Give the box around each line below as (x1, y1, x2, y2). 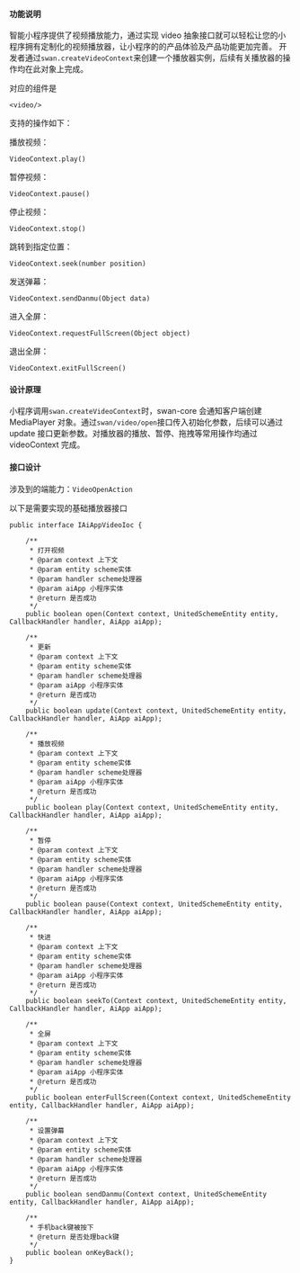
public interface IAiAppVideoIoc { (9, 520, 143, 530)
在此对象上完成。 (24, 64, 88, 75)
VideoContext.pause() (9, 190, 91, 199)
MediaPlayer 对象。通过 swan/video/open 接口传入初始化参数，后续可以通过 (9, 417, 283, 427)
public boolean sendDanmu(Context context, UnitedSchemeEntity (25, 1189, 268, 1198)
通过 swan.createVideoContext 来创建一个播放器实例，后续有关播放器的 (24, 52, 283, 63)
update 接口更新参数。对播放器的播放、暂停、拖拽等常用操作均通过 (9, 428, 258, 439)
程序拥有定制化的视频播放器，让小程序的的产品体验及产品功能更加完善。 (9, 41, 277, 52)
